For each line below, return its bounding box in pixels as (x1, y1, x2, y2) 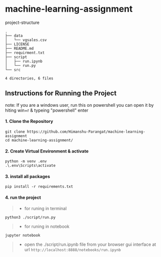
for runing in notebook (24, 223, 69, 229)
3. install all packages (5, 173, 50, 179)
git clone (5, 129, 25, 134)
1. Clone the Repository (5, 119, 53, 124)
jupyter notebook (5, 233, 41, 237)
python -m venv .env (5, 159, 47, 164)
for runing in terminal (24, 205, 67, 211)
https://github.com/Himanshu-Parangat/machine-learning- (26, 129, 146, 134)
